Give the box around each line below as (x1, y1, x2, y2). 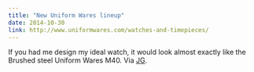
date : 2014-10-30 (8, 19, 65, 27)
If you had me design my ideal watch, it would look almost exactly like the (8, 48, 246, 57)
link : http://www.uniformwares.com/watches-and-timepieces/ (8, 26, 210, 34)
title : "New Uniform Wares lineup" (8, 11, 125, 20)
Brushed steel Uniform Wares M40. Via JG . (8, 56, 148, 65)
